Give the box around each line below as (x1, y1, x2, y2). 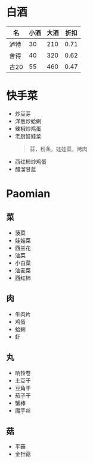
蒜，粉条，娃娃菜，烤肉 (29, 145, 88, 152)
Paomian (6, 187, 51, 201)
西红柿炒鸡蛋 (14, 158, 46, 165)
